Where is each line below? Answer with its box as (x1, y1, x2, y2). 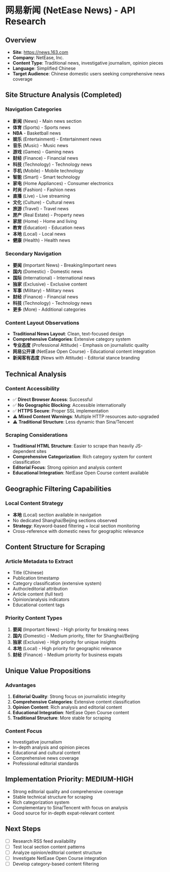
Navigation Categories (5, 106, 62, 113)
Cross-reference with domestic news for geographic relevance (12, 528, 144, 534)
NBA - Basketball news (12, 130, 61, 136)
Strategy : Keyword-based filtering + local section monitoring (12, 523, 140, 529)
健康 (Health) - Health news (12, 237, 71, 243)
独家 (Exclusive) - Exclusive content (12, 281, 88, 287)
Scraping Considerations (5, 431, 68, 438)
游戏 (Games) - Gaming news (12, 149, 74, 155)
